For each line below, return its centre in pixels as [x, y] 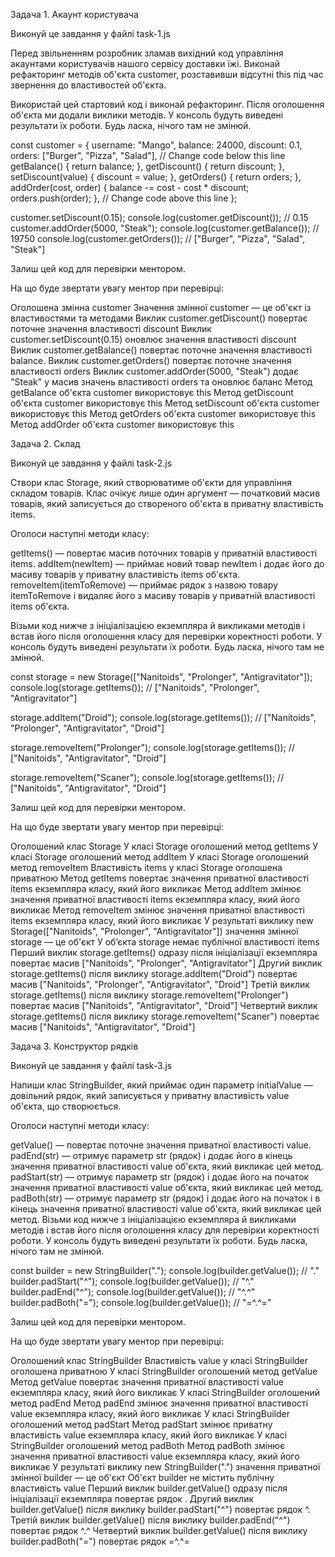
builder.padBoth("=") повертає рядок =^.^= [100, 1541]
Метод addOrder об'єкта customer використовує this [122, 424]
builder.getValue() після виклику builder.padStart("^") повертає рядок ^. [160, 1509]
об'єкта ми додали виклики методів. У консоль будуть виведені [147, 115]
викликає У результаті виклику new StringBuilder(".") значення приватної [165, 1467]
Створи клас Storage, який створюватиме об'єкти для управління [151, 482]
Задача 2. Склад [45, 443]
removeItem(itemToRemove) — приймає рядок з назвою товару [144, 585]
